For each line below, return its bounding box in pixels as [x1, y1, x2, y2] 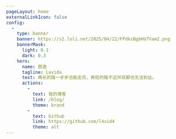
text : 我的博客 [32, 91, 67, 97]
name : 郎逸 [21, 63, 47, 70]
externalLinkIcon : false [6, 14, 67, 20]
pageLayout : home [6, 8, 49, 15]
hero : [17, 58, 31, 64]
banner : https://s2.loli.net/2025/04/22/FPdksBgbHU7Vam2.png [17, 36, 170, 42]
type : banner [17, 31, 49, 37]
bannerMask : [17, 42, 46, 48]
